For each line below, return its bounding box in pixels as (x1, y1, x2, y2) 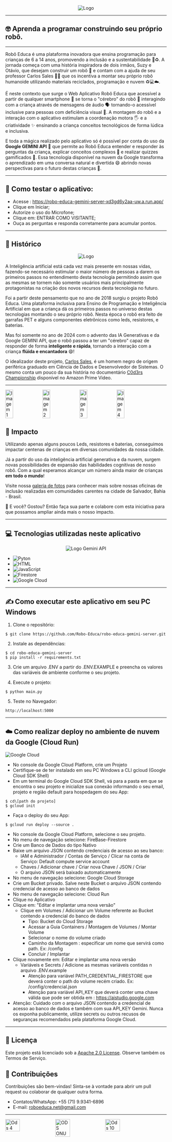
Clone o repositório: (12, 621, 55, 627)
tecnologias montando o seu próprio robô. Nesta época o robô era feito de (5, 311, 163, 317)
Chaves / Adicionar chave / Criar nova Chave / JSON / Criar (20, 864, 146, 870)
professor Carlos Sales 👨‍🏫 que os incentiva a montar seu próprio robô (5, 73, 153, 79)
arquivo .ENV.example (20, 967, 67, 973)
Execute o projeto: (12, 679, 52, 685)
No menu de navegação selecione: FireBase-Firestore (12, 837, 127, 843)
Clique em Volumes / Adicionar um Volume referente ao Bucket (20, 907, 154, 913)
